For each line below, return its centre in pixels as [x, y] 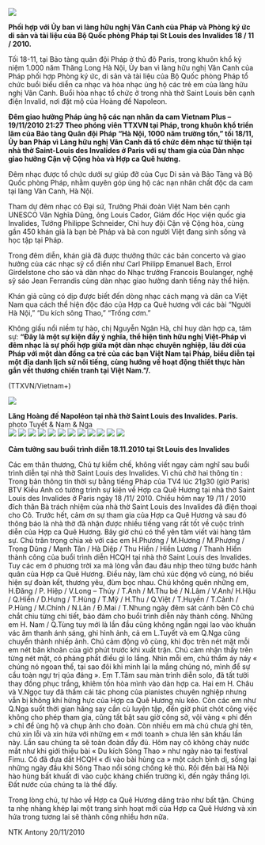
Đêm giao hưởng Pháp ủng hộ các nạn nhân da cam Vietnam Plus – [120, 117]
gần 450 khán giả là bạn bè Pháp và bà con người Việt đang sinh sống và [127, 231]
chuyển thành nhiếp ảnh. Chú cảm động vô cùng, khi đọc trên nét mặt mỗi [129, 641]
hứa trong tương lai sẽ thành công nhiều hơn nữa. [88, 817]
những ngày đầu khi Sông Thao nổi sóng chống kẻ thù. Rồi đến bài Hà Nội [129, 768]
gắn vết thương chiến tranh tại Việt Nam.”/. [79, 370]
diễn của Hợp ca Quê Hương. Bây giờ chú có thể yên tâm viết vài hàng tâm [130, 532]
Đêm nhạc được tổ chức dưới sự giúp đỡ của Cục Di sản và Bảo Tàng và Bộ [131, 174]
